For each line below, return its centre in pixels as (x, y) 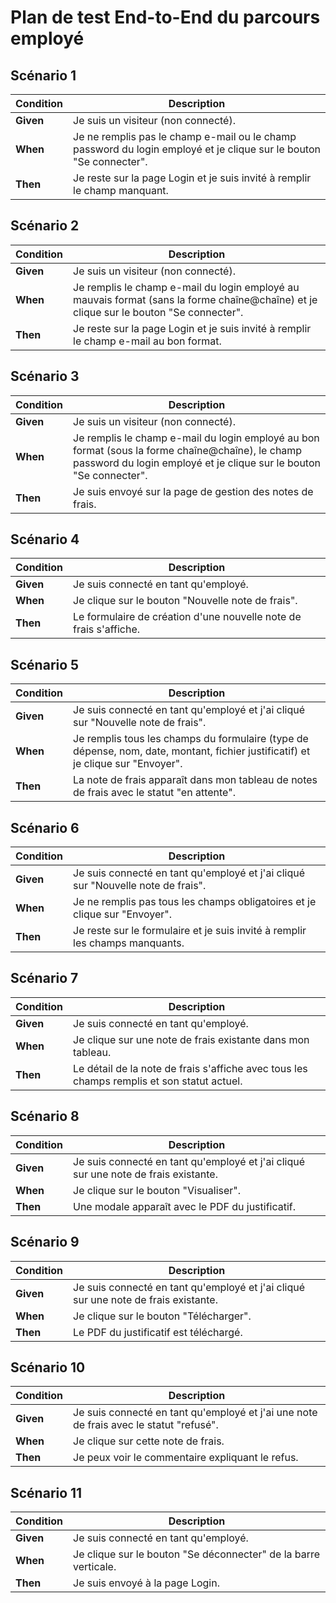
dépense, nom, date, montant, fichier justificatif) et (192, 751)
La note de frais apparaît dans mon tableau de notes (195, 780)
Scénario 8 (45, 1116)
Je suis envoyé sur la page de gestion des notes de (193, 491)
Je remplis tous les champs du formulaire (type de (191, 739)
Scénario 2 (45, 226)
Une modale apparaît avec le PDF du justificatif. (185, 1206)
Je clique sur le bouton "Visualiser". (157, 1190)
